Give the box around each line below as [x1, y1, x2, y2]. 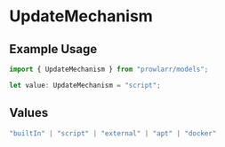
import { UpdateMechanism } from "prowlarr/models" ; [9, 65, 209, 73]
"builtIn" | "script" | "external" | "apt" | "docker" [9, 128, 217, 138]
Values [9, 105, 49, 120]
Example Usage [9, 42, 98, 57]
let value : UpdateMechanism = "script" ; [9, 81, 162, 89]
